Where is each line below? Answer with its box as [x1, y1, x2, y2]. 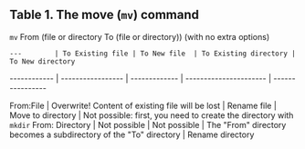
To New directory [9, 56, 76, 66]
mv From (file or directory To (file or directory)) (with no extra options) [9, 31, 270, 42]
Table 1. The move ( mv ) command [9, 7, 199, 23]
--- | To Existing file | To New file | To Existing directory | [9, 49, 297, 58]
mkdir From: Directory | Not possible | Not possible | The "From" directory [9, 119, 287, 130]
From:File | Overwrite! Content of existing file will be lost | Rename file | [9, 100, 277, 111]
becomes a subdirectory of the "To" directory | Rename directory [9, 129, 255, 140]
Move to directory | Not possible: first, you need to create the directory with [9, 109, 294, 121]
